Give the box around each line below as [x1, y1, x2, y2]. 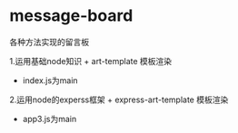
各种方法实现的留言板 [9, 36, 89, 47]
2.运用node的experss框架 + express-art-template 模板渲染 [9, 94, 229, 105]
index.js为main [22, 74, 79, 86]
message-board [9, 5, 134, 26]
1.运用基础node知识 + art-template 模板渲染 [9, 55, 173, 66]
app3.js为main [22, 113, 77, 124]
